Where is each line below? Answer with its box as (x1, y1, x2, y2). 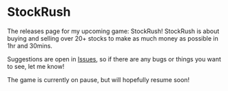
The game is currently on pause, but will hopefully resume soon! (7, 75, 190, 83)
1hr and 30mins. (7, 41, 53, 50)
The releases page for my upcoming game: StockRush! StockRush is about (7, 27, 220, 35)
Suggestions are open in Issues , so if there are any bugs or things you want (7, 54, 222, 63)
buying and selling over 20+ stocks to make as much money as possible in (7, 34, 218, 42)
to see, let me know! (7, 62, 65, 70)
